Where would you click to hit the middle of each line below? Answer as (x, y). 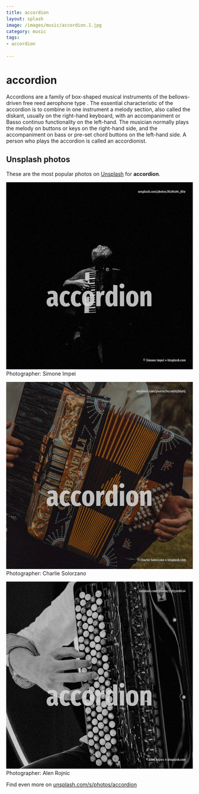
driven (14, 103)
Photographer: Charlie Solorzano (46, 573)
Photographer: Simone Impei (41, 374)
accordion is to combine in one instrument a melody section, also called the (98, 109)
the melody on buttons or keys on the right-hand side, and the (82, 128)
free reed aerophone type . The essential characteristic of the (98, 103)
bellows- (179, 97)
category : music (26, 31)
